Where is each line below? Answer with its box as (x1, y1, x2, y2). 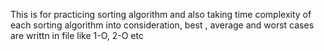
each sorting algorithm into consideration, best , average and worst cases (10, 19, 315, 31)
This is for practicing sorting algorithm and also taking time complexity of (10, 9, 312, 20)
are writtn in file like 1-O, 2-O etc (10, 30, 144, 41)
